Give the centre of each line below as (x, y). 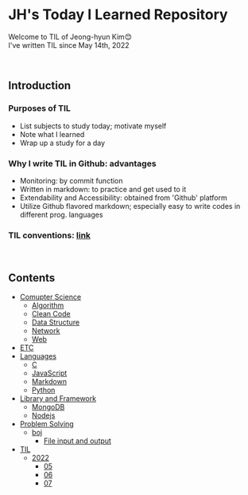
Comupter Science (50, 297)
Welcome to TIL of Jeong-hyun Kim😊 (70, 37)
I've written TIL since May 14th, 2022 (69, 45)
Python (43, 390)
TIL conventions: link (50, 235)
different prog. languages (61, 214)
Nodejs (43, 415)
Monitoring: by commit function (71, 180)
